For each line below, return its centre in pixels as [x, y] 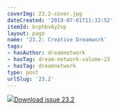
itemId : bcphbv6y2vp [37, 27]
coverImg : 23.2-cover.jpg [45, 14]
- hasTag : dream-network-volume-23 [59, 60]
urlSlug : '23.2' [31, 79]
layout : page [26, 33]
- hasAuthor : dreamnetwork [46, 53]
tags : [15, 46]
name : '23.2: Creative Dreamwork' [57, 40]
